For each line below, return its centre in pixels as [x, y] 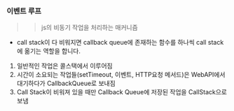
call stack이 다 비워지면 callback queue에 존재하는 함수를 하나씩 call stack [120, 43]
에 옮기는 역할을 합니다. [49, 51]
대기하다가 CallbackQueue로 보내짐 [66, 83]
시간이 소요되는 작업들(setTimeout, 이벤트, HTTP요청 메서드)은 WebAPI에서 [121, 75]
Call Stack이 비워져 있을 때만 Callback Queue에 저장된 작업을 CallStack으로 [122, 92]
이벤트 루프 [24, 10]
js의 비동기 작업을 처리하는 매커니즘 [89, 28]
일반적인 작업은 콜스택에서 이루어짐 [64, 66]
